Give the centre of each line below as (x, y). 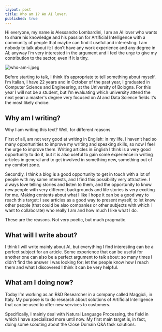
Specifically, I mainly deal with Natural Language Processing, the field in (77, 314)
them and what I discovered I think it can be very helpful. (62, 267)
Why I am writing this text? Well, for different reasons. (59, 130)
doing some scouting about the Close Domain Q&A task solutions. (71, 324)
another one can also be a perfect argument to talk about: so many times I (79, 257)
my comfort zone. (23, 165)
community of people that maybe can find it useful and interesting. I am (76, 43)
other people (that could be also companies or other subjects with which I (79, 205)
